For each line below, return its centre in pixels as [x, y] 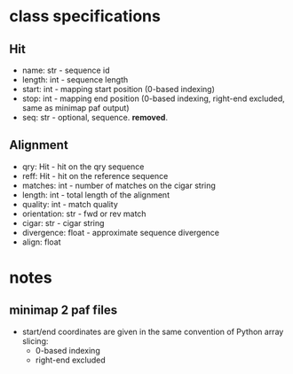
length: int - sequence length [75, 80]
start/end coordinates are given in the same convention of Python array [153, 331]
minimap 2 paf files [63, 311]
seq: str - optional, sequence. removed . [95, 117]
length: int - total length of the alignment [96, 195]
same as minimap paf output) [76, 108]
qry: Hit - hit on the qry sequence [83, 167]
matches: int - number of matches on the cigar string [119, 185]
